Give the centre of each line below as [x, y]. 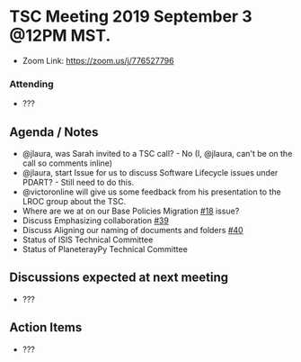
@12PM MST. [60, 36]
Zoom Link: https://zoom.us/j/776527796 [98, 60]
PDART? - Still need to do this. [78, 183]
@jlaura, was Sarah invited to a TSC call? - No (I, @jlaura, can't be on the [157, 154]
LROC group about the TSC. [74, 202]
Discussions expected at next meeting [119, 278]
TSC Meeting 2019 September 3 [131, 17]
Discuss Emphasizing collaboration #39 [95, 221]
